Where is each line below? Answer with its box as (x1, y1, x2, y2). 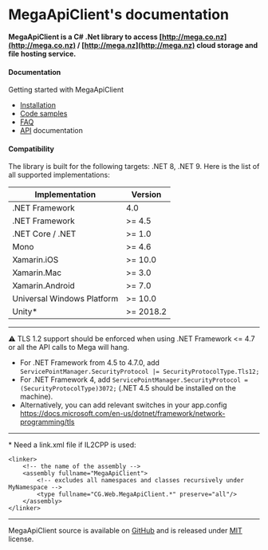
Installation (19, 100, 57, 110)
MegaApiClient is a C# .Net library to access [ (8, 32, 163, 41)
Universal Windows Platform (12, 293, 119, 304)
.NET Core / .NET (12, 229, 77, 240)
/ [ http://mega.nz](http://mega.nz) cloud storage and (77, 40, 258, 49)
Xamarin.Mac (12, 267, 62, 278)
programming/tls (19, 417, 75, 427)
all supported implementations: (8, 170, 110, 180)
